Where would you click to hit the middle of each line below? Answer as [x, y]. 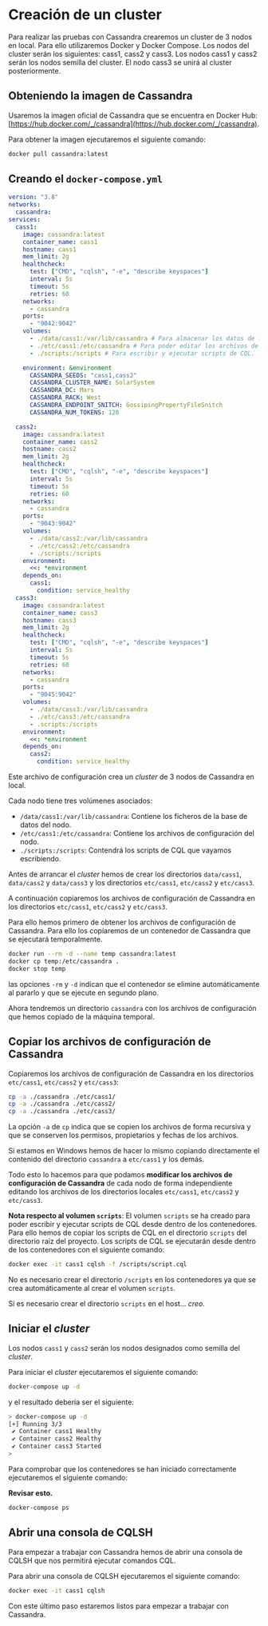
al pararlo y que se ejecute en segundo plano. [84, 993]
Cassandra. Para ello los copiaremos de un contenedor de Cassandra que [130, 931]
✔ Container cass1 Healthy [57, 1432]
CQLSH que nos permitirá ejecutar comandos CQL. [92, 1560]
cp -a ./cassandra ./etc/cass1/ [62, 1097]
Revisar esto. [31, 1492]
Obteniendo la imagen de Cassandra [100, 96]
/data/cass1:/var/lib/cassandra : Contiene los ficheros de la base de [134, 817]
